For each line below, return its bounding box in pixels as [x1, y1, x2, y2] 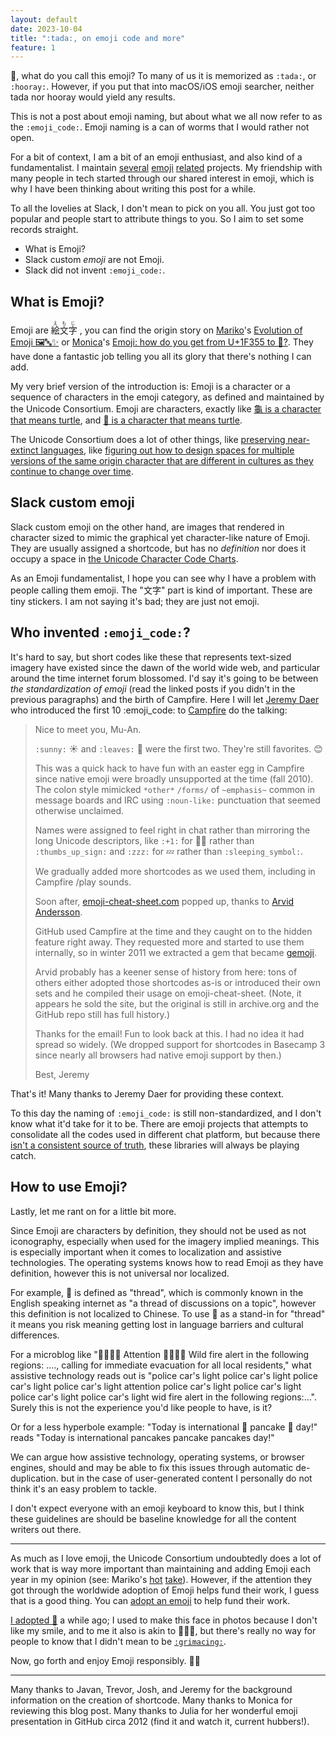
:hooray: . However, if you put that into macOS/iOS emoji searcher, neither [10, 81, 315, 93]
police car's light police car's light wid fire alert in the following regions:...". [10, 1391, 317, 1403]
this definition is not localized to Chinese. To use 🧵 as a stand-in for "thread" [10, 1307, 326, 1320]
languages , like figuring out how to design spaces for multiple [40, 444, 295, 456]
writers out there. [10, 1523, 82, 1535]
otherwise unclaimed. [34, 804, 125, 816]
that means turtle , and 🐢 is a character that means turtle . [10, 414, 243, 426]
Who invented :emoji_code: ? [10, 624, 191, 641]
